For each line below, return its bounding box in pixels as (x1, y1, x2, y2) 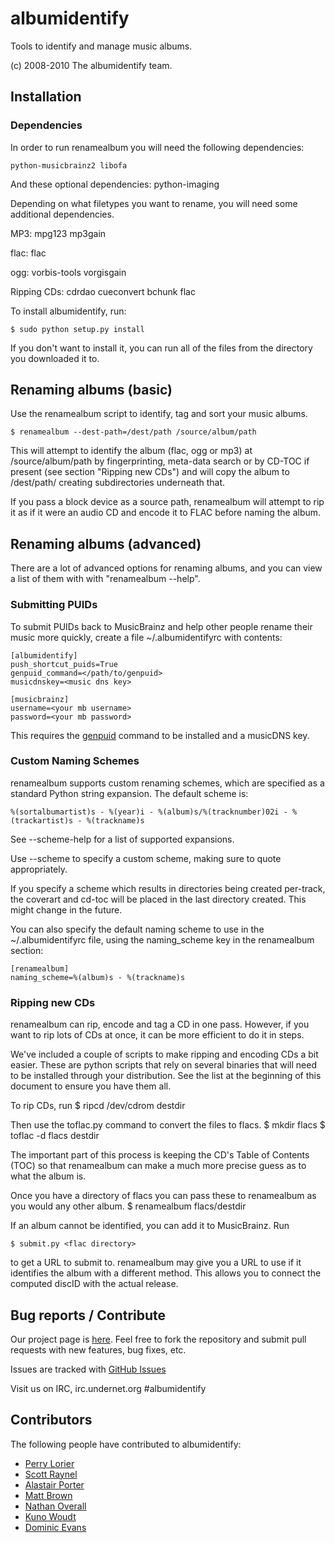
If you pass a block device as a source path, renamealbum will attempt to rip (10, 496, 325, 508)
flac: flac (10, 247, 47, 259)
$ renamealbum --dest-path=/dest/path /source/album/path (10, 427, 257, 437)
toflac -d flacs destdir (10, 1130, 100, 1142)
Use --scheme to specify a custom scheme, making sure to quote (10, 852, 282, 864)
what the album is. (10, 1170, 87, 1182)
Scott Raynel (24, 1468, 78, 1480)
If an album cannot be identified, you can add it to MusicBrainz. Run (10, 1220, 290, 1232)
